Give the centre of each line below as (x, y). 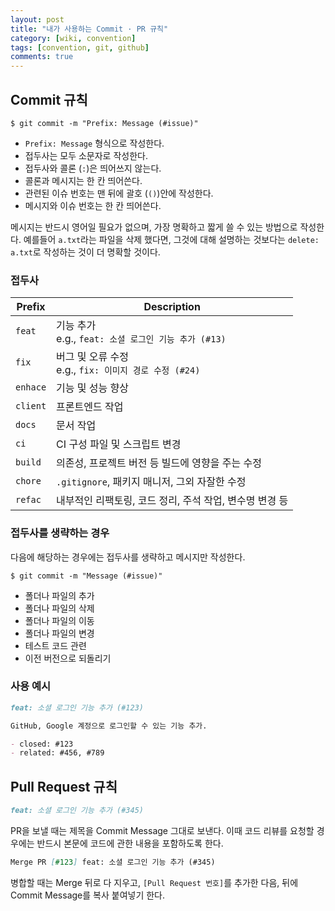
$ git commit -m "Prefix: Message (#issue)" (104, 123)
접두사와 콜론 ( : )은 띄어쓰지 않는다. (93, 168)
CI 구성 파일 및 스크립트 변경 (119, 444)
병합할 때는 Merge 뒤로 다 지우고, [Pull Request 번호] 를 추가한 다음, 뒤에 (154, 882)
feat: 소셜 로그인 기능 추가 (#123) (77, 707)
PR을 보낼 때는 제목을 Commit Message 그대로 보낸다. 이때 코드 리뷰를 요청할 (162, 831)
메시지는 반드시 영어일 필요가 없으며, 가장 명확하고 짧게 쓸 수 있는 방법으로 (154, 227)
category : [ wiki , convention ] (73, 38)
